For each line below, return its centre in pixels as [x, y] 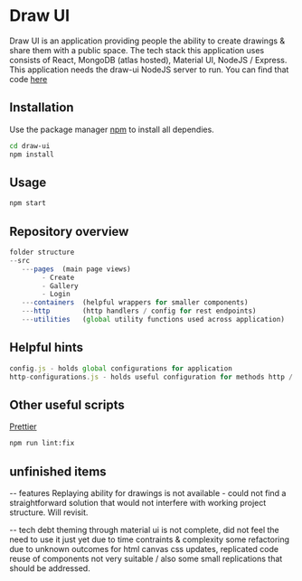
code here [28, 79]
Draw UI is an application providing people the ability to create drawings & [147, 41]
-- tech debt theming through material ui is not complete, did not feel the [144, 529]
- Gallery [60, 286]
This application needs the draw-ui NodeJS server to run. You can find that [149, 70]
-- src [19, 260]
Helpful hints [47, 347]
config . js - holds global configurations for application [121, 368]
